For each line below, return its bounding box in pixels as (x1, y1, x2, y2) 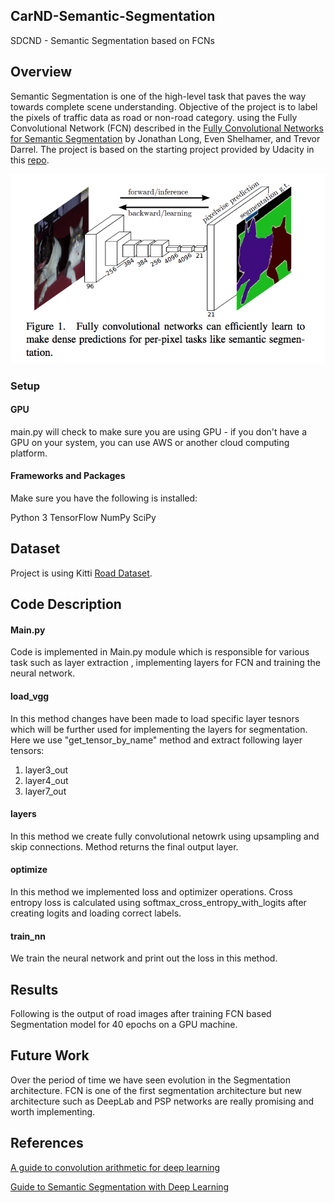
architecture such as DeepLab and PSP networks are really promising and (10, 1095, 315, 1107)
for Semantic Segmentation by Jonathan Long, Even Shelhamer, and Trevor (10, 132, 321, 144)
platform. (10, 447, 48, 459)
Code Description (10, 596, 122, 613)
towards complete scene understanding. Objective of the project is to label (10, 100, 318, 113)
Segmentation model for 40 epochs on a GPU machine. (10, 1018, 238, 1030)
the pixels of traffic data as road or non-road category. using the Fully (10, 111, 298, 123)
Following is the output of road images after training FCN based (10, 1007, 272, 1019)
